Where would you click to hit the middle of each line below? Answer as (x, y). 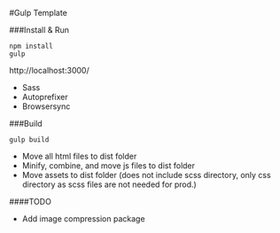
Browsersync (46, 106)
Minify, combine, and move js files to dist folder (109, 166)
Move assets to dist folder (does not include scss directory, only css (147, 175)
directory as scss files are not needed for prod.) (109, 184)
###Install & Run (39, 30)
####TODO (30, 202)
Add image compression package (83, 219)
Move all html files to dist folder (79, 156)
